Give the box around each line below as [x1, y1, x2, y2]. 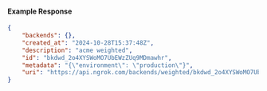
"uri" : [22, 69, 44, 77]
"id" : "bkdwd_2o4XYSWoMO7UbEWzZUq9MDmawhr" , [22, 53, 172, 61]
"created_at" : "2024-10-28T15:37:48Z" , [22, 38, 155, 47]
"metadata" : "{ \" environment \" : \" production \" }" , [22, 61, 194, 69]
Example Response [7, 6, 73, 16]
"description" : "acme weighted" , [22, 46, 133, 54]
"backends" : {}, [22, 32, 77, 40]
